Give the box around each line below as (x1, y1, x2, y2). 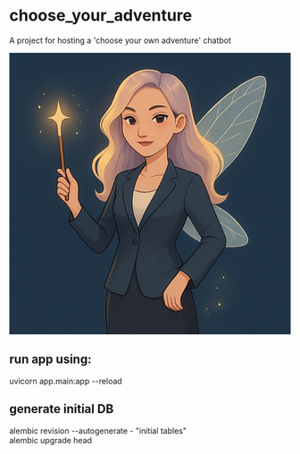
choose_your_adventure (9, 5, 193, 26)
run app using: (9, 352, 92, 367)
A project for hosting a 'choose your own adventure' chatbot (9, 35, 232, 46)
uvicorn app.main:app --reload (9, 375, 122, 386)
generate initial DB (9, 401, 114, 416)
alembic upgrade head (9, 434, 92, 445)
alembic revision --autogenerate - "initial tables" (9, 425, 187, 436)
